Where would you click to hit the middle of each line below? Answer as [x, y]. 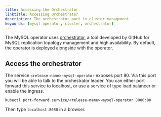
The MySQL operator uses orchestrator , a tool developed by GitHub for [77, 38]
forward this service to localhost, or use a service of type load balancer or [80, 86]
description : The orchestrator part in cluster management [67, 19]
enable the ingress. [25, 91]
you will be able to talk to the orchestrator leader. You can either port [75, 81]
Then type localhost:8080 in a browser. [45, 110]
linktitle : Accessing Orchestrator [42, 14]
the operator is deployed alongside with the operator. [59, 48]
